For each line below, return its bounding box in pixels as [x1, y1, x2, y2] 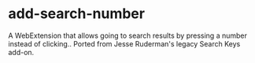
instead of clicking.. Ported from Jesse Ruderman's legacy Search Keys [8, 39, 241, 48]
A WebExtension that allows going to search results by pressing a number [8, 31, 248, 40]
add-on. [8, 47, 35, 57]
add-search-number [8, 5, 146, 23]
